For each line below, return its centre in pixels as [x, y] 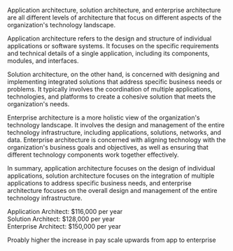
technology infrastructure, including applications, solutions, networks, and [114, 132]
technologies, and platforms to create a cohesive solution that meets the [112, 96]
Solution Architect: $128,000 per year [61, 219]
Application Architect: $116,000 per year [65, 211]
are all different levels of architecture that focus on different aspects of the [114, 17]
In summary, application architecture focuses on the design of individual [111, 168]
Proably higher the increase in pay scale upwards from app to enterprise [112, 240]
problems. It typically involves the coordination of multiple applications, [110, 89]
